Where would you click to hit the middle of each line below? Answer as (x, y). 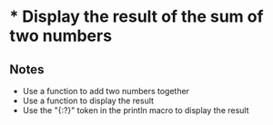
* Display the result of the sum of (136, 17)
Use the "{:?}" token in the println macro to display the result (136, 110)
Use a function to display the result (88, 101)
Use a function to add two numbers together (106, 91)
